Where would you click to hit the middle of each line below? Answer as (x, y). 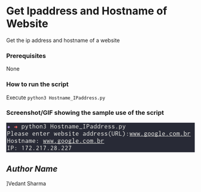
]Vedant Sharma (26, 183)
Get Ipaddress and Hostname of (87, 11)
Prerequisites (26, 56)
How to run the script (37, 84)
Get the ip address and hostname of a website (63, 40)
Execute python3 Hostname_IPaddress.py (56, 97)
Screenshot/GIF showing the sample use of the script (85, 113)
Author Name (32, 169)
